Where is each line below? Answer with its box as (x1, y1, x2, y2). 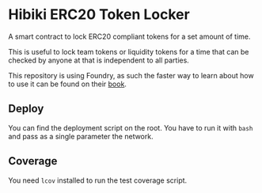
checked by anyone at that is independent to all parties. (8, 55, 190, 65)
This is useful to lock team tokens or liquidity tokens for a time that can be (8, 47, 249, 56)
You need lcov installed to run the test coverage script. (8, 176, 188, 185)
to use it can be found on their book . (8, 79, 127, 89)
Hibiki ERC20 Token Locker (8, 6, 190, 24)
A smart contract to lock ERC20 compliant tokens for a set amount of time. (8, 32, 251, 41)
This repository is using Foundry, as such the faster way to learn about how (8, 70, 255, 80)
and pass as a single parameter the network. (8, 131, 154, 141)
